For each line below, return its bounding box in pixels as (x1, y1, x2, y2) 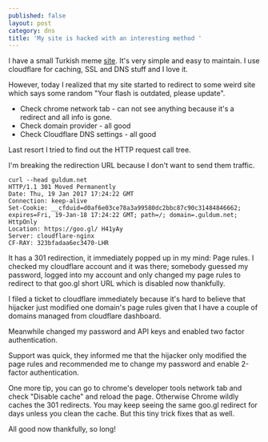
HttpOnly (8, 218, 38, 227)
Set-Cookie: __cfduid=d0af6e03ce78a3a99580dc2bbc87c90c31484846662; (8, 204, 242, 212)
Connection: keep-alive (8, 197, 88, 205)
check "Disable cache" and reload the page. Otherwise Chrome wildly (8, 392, 239, 401)
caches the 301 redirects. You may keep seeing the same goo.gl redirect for (8, 400, 258, 410)
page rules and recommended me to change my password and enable (8, 360, 240, 369)
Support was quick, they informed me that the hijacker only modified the (8, 351, 247, 360)
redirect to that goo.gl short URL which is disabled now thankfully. (8, 279, 226, 288)
